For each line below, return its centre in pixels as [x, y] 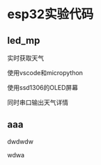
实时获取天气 [25, 58]
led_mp [24, 40]
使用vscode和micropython [45, 73]
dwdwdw [20, 141]
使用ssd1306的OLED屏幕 [43, 87]
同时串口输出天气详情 [38, 102]
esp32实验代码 [50, 14]
